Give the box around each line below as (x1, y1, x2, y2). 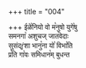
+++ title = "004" (8, 7, 65, 16)
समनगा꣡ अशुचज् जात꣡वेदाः (8, 31, 69, 41)
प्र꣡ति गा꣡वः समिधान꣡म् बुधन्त (8, 50, 70, 59)
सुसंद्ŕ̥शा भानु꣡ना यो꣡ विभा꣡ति (8, 41, 73, 50)
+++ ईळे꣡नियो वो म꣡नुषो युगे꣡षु (8, 22, 78, 31)
